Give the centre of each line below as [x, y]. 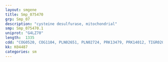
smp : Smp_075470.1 [24, 28]
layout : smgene [21, 10]
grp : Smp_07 [17, 19]
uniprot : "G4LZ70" [24, 33]
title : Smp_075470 [24, 14]
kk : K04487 [16, 47]
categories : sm [21, 51]
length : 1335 [20, 38]
